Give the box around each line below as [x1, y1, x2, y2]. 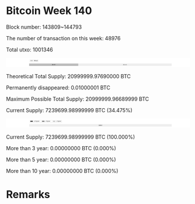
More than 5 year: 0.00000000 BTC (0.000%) [6, 156, 116, 163]
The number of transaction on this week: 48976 [6, 34, 121, 42]
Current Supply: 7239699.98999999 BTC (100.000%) [6, 133, 135, 141]
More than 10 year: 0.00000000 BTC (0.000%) [6, 168, 119, 175]
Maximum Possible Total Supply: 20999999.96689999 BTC [6, 95, 149, 103]
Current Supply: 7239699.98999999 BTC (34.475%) [6, 107, 133, 114]
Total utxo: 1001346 [6, 46, 54, 53]
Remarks [6, 188, 51, 201]
